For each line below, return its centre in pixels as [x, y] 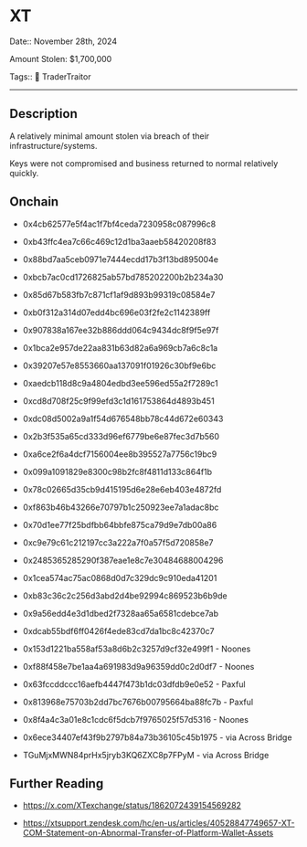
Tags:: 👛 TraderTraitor [50, 76]
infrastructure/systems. [53, 145]
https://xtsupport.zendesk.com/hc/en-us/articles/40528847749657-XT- [159, 823]
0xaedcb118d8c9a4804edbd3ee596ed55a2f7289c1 [120, 383]
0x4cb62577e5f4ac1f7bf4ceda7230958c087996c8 [119, 224]
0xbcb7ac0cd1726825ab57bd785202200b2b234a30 [123, 277]
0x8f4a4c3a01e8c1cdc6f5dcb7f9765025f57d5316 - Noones [136, 719]
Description [43, 114]
